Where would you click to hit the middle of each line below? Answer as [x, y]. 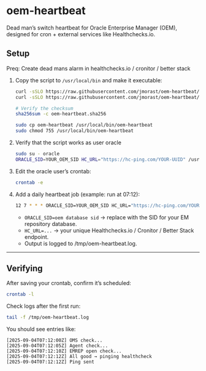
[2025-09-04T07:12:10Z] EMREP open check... [64, 351]
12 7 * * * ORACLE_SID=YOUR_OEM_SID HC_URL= [73, 205]
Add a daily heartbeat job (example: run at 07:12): [77, 194]
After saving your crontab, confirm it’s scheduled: [69, 283]
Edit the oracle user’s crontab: [53, 171]
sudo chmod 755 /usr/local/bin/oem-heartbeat [74, 131]
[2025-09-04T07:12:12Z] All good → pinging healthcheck [79, 357]
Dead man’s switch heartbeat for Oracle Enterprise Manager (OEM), [92, 28]
